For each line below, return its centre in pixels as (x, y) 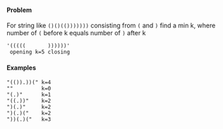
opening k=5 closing (40, 52)
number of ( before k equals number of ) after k (76, 33)
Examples (22, 68)
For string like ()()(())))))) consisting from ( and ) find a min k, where (111, 25)
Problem (19, 10)
